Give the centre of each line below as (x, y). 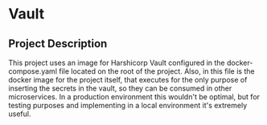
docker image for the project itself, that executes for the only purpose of (128, 80)
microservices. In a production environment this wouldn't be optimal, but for (134, 97)
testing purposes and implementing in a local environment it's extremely (128, 105)
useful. (20, 114)
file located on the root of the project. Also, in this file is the (157, 71)
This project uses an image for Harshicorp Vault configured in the (117, 62)
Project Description (58, 44)
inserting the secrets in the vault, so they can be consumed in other (120, 88)
